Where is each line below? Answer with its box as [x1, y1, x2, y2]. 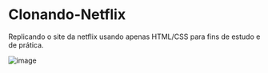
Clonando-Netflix [8, 6, 126, 24]
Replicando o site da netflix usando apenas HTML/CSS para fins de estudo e [8, 32, 261, 41]
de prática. [8, 40, 44, 49]
